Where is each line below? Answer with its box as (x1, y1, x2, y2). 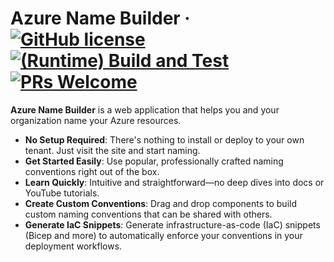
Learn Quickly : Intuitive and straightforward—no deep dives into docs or (24, 176, 325, 188)
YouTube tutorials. (24, 187, 100, 199)
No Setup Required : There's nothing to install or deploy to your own (24, 133, 305, 146)
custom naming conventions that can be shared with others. (24, 208, 273, 220)
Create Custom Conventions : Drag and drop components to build (24, 197, 297, 209)
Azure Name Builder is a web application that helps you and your (10, 103, 280, 116)
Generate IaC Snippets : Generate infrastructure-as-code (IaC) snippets (24, 218, 321, 231)
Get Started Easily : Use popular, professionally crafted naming (24, 155, 284, 167)
